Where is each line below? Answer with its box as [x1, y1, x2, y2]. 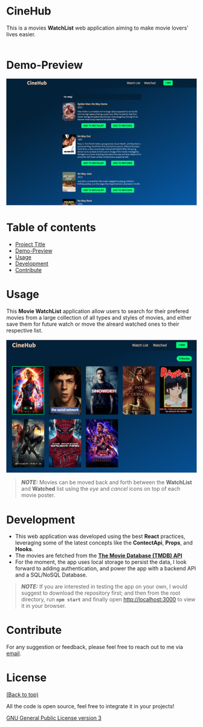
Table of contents [6, 221, 97, 234]
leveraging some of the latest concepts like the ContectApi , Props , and [14, 539, 193, 546]
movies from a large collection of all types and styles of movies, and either [6, 314, 192, 321]
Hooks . [14, 546, 34, 553]
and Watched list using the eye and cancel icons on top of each [21, 485, 181, 493]
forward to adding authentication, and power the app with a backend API [14, 565, 196, 572]
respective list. [6, 326, 43, 334]
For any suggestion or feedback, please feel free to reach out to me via [6, 644, 183, 651]
